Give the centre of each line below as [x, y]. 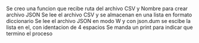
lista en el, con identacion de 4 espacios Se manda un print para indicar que [99, 27]
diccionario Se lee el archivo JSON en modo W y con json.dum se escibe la [98, 21]
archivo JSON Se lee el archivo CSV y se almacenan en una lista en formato [99, 15]
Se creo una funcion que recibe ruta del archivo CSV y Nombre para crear [97, 9]
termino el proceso [29, 34]
